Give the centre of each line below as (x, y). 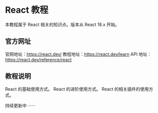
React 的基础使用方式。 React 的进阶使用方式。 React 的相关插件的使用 (77, 89)
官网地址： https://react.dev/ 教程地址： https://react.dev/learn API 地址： (79, 54)
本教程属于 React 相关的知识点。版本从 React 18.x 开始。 (62, 24)
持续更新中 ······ (20, 105)
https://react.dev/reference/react (39, 60)
